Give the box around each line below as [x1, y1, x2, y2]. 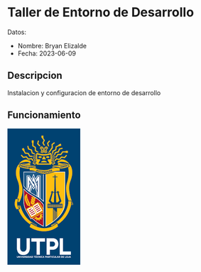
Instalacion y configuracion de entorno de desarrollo [7, 88, 161, 97]
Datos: [7, 28, 27, 36]
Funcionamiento [7, 109, 81, 121]
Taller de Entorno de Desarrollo [7, 4, 194, 21]
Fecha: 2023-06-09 [17, 49, 77, 58]
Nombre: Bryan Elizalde [17, 41, 87, 50]
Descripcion [7, 70, 63, 82]
